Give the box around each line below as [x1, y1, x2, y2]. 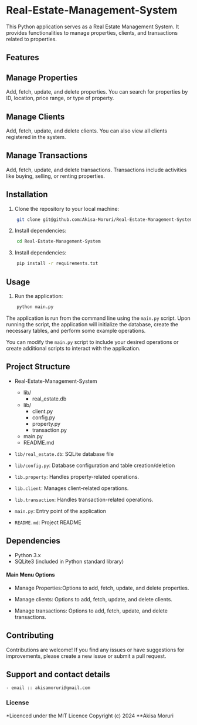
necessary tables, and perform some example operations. [6, 327, 146, 334]
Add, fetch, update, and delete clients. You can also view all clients [6, 127, 168, 134]
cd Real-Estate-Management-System [16, 239, 101, 244]
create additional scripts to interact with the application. [6, 345, 141, 352]
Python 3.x [14, 551, 41, 558]
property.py [32, 420, 60, 427]
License [6, 698, 29, 707]
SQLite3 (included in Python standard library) [14, 558, 124, 565]
